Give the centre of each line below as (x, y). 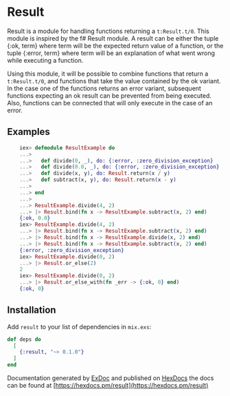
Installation (32, 310)
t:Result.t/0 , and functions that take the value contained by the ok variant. (114, 81)
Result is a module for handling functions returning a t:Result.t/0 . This (108, 31)
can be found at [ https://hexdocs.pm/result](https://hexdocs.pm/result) (108, 386)
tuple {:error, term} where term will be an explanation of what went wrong (111, 53)
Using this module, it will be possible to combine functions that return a (108, 74)
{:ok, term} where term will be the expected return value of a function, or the (115, 45)
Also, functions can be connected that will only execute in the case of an (110, 103)
